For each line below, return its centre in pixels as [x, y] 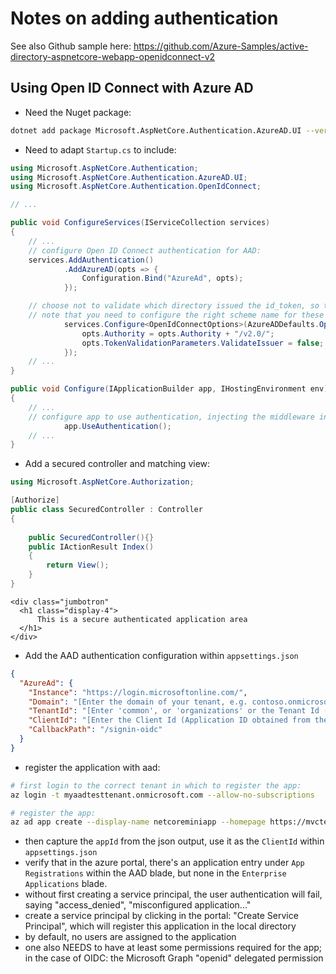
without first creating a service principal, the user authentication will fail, [173, 894]
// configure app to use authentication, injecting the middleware [171, 417]
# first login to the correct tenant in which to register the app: [156, 785]
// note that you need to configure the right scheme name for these [176, 315]
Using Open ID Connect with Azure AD [132, 88]
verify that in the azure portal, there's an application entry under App [164, 863]
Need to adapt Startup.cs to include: [100, 149]
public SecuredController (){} [91, 537]
